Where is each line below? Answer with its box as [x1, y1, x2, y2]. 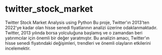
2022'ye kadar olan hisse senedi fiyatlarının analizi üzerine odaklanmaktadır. [5, 24, 158, 30]
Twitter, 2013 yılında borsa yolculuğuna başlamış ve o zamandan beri [5, 30, 143, 36]
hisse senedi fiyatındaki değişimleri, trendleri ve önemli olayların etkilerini [5, 40, 151, 46]
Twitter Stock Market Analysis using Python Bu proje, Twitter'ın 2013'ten [5, 19, 149, 25]
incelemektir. [5, 45, 31, 51]
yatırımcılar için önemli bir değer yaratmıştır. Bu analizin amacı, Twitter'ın [5, 35, 150, 41]
